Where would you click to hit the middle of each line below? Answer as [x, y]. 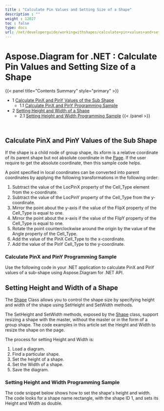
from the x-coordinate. [35, 192]
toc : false [17, 23]
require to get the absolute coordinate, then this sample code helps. [73, 163]
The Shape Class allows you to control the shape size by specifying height [80, 300]
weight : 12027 [20, 19]
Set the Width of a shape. [38, 364]
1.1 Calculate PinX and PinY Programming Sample [69, 105]
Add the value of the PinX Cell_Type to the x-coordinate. [69, 239]
